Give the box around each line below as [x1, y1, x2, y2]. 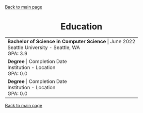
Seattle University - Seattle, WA [7, 44, 80, 50]
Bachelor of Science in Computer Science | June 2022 [7, 38, 136, 45]
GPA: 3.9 [7, 50, 28, 57]
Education [60, 21, 103, 32]
